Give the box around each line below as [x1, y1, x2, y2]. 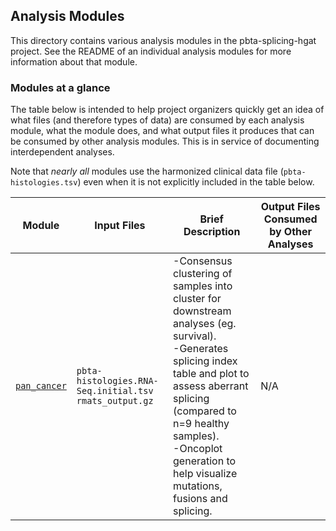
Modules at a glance [10, 80, 111, 94]
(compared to [173, 404, 237, 418]
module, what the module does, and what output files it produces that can [10, 125, 315, 137]
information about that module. [10, 55, 138, 68]
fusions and [173, 492, 228, 506]
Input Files [94, 219, 146, 233]
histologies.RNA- [76, 375, 159, 387]
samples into [173, 279, 233, 293]
